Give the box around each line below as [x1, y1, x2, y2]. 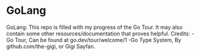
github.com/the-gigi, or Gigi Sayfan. [6, 43, 95, 50]
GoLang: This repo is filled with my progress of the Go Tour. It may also [6, 23, 183, 31]
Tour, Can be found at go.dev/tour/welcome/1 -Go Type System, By [14, 36, 182, 43]
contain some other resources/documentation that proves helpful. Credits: [6, 30, 190, 37]
